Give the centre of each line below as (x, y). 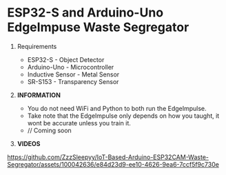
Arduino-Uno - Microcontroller (71, 67)
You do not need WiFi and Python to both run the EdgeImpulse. (117, 108)
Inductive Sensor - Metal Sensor (73, 74)
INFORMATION (39, 95)
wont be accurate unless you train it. (79, 123)
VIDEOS (29, 143)
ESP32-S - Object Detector (66, 59)
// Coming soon (50, 130)
